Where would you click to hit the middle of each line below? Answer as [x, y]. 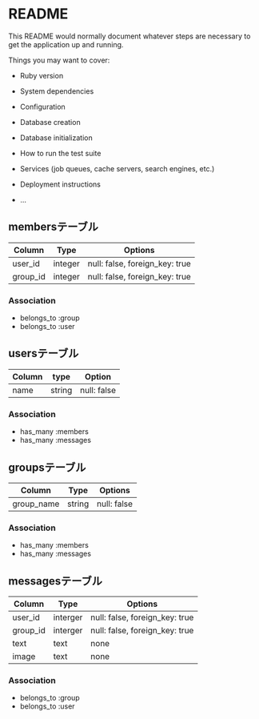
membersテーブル [53, 227]
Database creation [50, 122]
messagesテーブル [55, 581]
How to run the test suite [60, 153]
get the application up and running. [66, 44]
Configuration [42, 106]
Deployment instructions [60, 184]
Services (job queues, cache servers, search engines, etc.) [117, 168]
